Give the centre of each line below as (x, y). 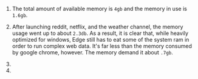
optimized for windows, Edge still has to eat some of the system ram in (101, 39)
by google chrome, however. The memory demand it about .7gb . (92, 52)
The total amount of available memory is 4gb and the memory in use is (99, 9)
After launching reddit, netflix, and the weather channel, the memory (97, 27)
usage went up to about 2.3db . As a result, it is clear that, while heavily (100, 33)
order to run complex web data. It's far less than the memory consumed (102, 46)
